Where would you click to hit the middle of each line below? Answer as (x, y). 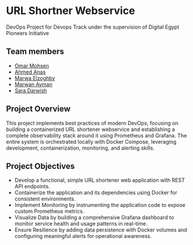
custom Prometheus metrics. (49, 211)
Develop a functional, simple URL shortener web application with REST (100, 180)
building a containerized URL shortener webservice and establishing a (91, 129)
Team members (35, 52)
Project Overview (38, 109)
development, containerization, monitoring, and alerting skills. (80, 148)
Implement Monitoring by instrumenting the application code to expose (100, 205)
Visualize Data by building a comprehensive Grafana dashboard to (94, 218)
